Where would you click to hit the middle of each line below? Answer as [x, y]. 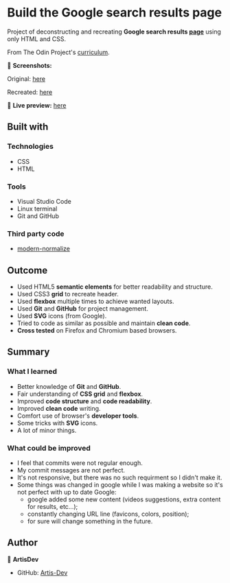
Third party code [36, 233]
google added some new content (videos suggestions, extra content [124, 499]
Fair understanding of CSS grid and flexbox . [80, 394]
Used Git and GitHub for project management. [83, 309]
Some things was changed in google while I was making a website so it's [120, 485]
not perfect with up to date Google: [67, 492]
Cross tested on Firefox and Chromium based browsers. [97, 331]
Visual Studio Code [44, 201]
